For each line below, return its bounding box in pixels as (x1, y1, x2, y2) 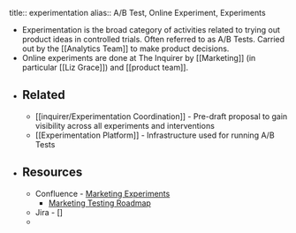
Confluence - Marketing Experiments (34, 188, 171, 199)
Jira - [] (34, 207, 64, 217)
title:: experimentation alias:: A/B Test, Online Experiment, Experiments (9, 8, 267, 18)
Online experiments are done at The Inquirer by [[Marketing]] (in (21, 53, 256, 63)
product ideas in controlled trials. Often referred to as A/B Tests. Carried (21, 34, 285, 44)
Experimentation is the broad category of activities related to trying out (21, 25, 281, 34)
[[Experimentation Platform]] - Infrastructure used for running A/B (34, 130, 276, 140)
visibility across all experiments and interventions (34, 120, 215, 131)
